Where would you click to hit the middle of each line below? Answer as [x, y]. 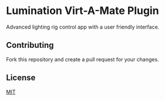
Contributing [30, 45]
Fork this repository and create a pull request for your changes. [83, 59]
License [21, 78]
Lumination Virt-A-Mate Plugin [83, 11]
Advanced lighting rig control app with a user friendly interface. [83, 27]
